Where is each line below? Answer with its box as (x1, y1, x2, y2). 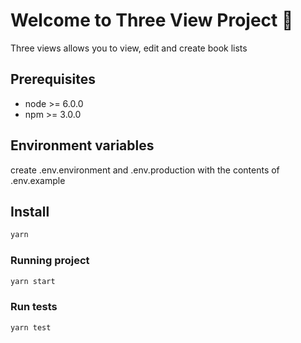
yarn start (10, 276, 56, 286)
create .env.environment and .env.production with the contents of (10, 164, 280, 176)
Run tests (10, 300, 58, 314)
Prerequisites (10, 71, 96, 88)
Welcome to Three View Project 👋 (10, 9, 294, 32)
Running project (10, 254, 90, 268)
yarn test (10, 322, 52, 333)
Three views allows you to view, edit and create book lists (10, 42, 248, 54)
